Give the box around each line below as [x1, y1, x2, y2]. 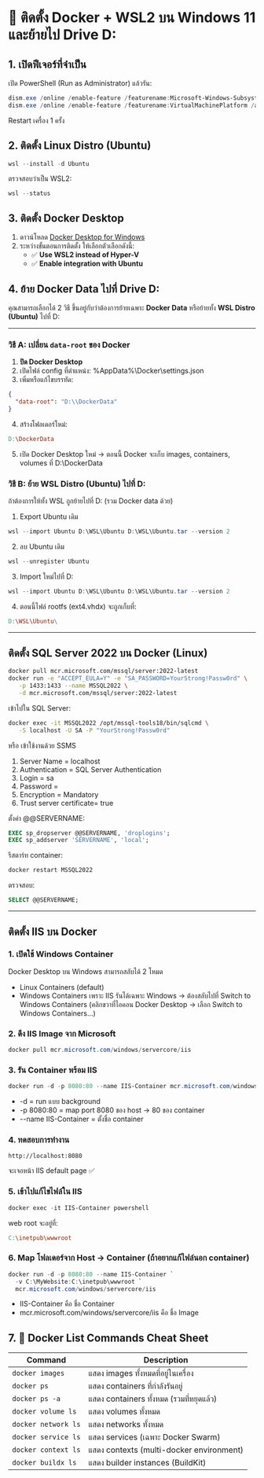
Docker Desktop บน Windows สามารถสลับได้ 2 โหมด [8, 966, 163, 976]
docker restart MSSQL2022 [8, 866, 93, 874]
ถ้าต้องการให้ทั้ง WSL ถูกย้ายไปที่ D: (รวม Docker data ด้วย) [8, 496, 174, 506]
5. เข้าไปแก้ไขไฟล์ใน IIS [8, 1186, 82, 1197]
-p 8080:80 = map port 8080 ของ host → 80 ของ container [19, 1105, 205, 1115]
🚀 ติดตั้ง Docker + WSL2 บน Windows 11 [8, 9, 256, 27]
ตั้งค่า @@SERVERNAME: [8, 813, 85, 822]
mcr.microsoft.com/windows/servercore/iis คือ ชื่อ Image [19, 1308, 199, 1318]
